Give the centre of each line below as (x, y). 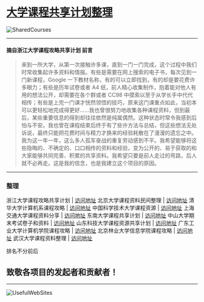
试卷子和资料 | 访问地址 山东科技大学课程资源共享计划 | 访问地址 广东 (103, 223)
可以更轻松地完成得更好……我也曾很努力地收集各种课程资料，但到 (103, 110)
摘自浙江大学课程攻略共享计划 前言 (49, 50)
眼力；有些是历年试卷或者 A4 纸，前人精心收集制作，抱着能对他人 (109, 87)
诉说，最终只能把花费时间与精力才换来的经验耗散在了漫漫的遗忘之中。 (109, 133)
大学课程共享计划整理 (60, 12)
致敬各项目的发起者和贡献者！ (62, 272)
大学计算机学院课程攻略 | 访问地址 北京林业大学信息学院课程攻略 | (93, 230)
